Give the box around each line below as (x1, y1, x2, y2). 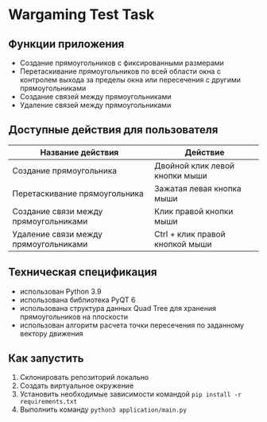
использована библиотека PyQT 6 (19, 295, 136, 305)
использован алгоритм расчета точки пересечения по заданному (19, 320, 245, 330)
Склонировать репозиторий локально (19, 373, 149, 382)
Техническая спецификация (8, 266, 157, 279)
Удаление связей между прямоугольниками (19, 101, 172, 109)
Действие (184, 147, 225, 158)
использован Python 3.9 (19, 286, 102, 296)
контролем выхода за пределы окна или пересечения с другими (19, 75, 241, 84)
